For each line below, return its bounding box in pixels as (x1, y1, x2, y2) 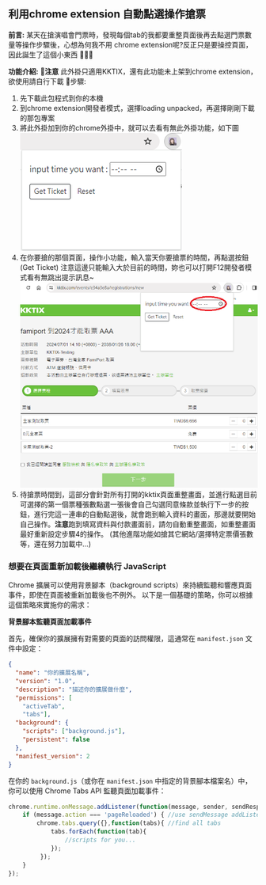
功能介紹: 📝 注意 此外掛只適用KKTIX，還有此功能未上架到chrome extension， (8, 66, 258, 76)
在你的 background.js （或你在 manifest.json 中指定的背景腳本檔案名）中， (8, 776, 252, 785)
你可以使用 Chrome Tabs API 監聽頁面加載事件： (8, 786, 166, 796)
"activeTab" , (22, 702, 66, 710)
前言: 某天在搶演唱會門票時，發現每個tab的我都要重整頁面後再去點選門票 (8, 30, 245, 40)
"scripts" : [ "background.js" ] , (22, 727, 126, 735)
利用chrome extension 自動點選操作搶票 (8, 7, 207, 21)
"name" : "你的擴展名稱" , (15, 669, 90, 677)
